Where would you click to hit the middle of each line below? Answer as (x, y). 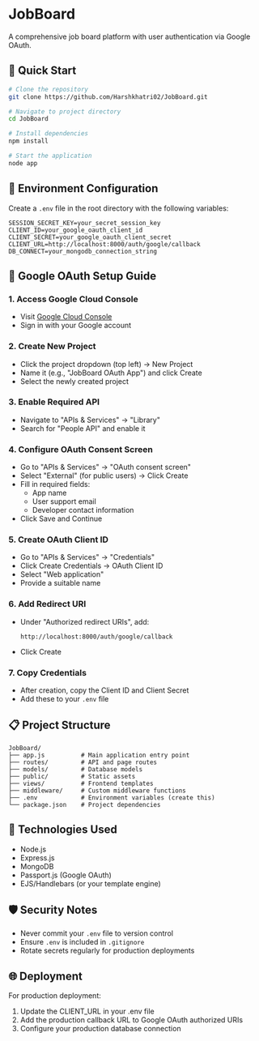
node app (23, 163)
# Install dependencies (49, 134)
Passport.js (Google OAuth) (66, 875)
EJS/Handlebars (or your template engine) (91, 883)
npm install (28, 141)
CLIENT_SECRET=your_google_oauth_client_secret (90, 237)
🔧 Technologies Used (63, 830)
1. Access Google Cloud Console (74, 299)
